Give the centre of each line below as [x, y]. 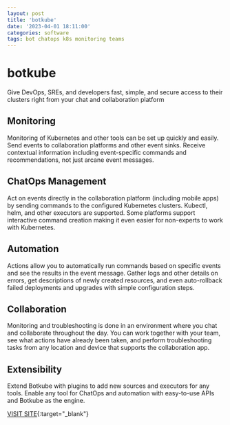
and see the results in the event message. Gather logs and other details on [113, 273]
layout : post [26, 13]
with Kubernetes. [31, 227]
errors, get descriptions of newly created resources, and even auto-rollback [115, 280]
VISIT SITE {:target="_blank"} [48, 414]
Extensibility [34, 369]
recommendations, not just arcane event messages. [81, 160]
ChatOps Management [57, 182]
